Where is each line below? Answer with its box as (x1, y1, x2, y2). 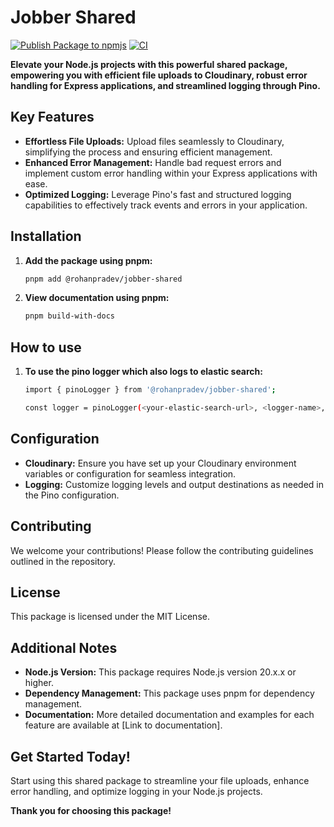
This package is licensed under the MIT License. (10, 611, 210, 623)
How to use (10, 339, 82, 356)
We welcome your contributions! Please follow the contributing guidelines (10, 544, 314, 556)
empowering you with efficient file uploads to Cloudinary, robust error (10, 69, 308, 81)
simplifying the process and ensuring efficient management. (24, 146, 273, 158)
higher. (24, 677, 54, 689)
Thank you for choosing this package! (10, 804, 172, 816)
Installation (10, 228, 82, 245)
